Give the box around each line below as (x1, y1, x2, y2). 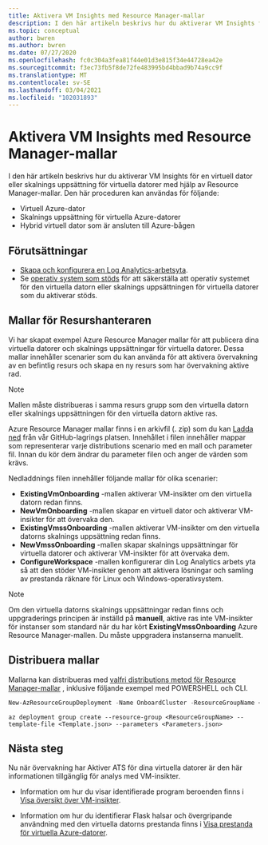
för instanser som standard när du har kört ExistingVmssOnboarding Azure (8, 621, 258, 632)
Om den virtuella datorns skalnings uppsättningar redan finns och (8, 604, 224, 614)
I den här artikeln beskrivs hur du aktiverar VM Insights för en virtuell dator (8, 171, 253, 181)
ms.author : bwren (8, 42, 66, 50)
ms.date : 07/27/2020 (8, 49, 77, 57)
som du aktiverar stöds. (19, 291, 98, 300)
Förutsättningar (8, 244, 88, 257)
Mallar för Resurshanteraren (8, 313, 152, 328)
